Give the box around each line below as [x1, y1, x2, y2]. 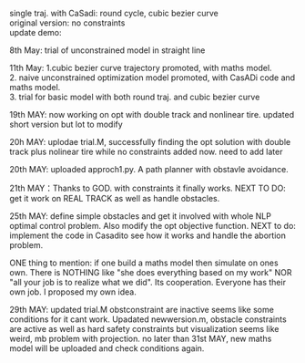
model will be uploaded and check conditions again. [9, 343, 205, 354]
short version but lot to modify [9, 119, 123, 130]
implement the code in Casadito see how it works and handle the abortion [9, 230, 287, 241]
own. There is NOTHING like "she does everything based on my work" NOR [9, 267, 292, 277]
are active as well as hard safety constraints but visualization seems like [9, 324, 280, 334]
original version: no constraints [9, 17, 126, 28]
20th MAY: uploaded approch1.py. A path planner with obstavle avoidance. [9, 164, 289, 174]
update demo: [9, 27, 62, 37]
